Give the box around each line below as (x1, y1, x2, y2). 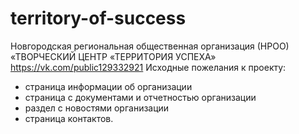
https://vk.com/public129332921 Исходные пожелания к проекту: (10, 61, 287, 73)
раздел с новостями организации (24, 102, 170, 114)
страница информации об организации (24, 80, 193, 92)
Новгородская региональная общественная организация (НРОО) (10, 40, 290, 52)
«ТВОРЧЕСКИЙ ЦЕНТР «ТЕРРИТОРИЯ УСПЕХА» (10, 50, 217, 62)
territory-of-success (10, 7, 187, 30)
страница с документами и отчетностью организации (24, 91, 257, 103)
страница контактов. (24, 112, 114, 124)
